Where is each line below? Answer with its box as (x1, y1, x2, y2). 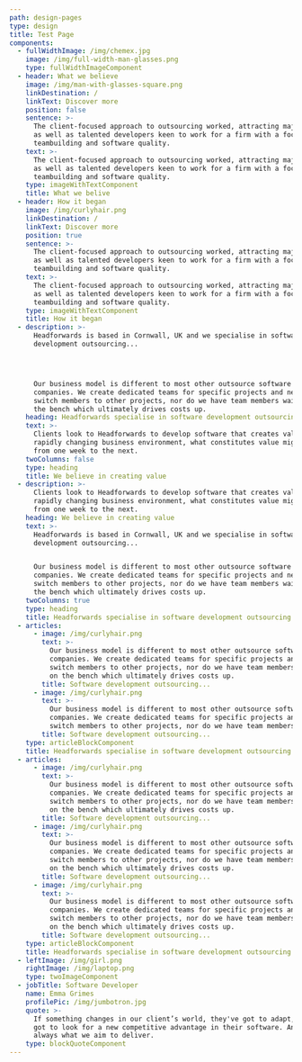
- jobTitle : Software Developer (17, 981, 139, 990)
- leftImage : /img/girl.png (17, 956, 123, 965)
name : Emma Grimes (25, 989, 94, 998)
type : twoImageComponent (25, 973, 119, 982)
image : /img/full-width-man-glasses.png (25, 55, 179, 64)
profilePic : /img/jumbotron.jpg (25, 997, 147, 1006)
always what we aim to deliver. (32, 1031, 155, 1040)
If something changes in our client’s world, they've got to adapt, (32, 1014, 296, 1023)
